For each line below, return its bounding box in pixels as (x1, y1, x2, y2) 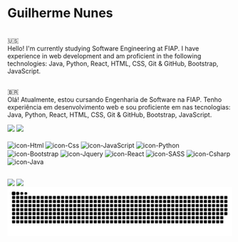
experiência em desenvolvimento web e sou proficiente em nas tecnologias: (7, 103, 231, 112)
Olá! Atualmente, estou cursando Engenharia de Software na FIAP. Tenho (7, 95, 222, 104)
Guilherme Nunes (7, 5, 113, 21)
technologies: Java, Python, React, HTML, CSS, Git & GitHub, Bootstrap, (7, 59, 219, 68)
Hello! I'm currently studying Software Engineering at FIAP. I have (7, 44, 200, 53)
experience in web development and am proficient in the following (7, 51, 202, 60)
